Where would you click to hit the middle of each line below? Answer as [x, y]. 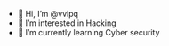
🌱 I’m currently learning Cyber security [89, 32]
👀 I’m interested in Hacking [67, 23]
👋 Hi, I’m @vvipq [48, 14]
